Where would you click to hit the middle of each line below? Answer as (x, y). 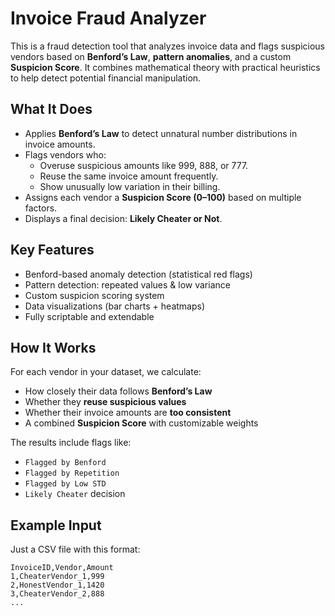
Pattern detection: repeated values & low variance (127, 284)
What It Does (51, 109)
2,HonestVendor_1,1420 (57, 585)
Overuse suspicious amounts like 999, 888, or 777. (144, 165)
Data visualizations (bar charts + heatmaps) (115, 306)
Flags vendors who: (65, 154)
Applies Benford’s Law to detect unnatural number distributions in (161, 133)
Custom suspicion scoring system (94, 295)
